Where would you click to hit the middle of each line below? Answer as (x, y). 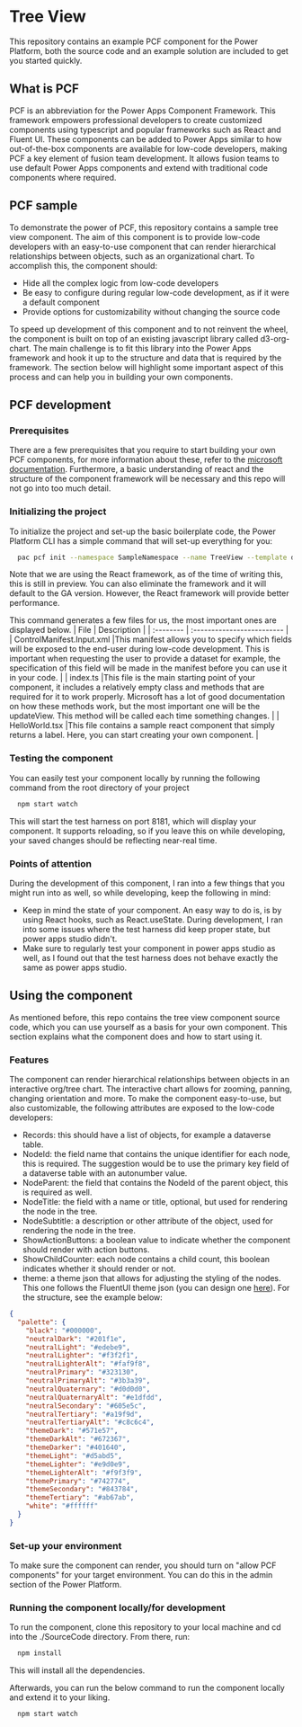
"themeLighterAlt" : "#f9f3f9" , (84, 1473)
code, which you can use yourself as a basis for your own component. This (148, 1027)
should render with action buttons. (86, 1250)
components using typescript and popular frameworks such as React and (145, 129)
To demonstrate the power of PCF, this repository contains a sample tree (144, 227)
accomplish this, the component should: (84, 265)
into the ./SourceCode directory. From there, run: (100, 1637)
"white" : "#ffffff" (62, 1506)
